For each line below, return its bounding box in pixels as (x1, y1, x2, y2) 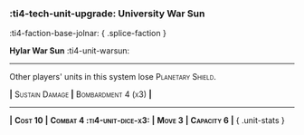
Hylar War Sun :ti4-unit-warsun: (9, 45, 130, 56)
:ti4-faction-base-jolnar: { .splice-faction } (9, 28, 167, 39)
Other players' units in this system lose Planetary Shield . (9, 72, 217, 82)
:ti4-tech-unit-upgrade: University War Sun (9, 7, 205, 20)
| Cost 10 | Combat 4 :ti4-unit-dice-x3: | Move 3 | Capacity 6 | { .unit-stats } (9, 115, 285, 126)
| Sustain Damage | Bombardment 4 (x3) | (9, 89, 152, 100)
